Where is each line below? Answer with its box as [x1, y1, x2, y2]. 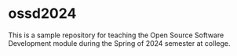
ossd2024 [8, 5, 77, 23]
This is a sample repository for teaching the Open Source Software [8, 30, 224, 40]
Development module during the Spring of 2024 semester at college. [8, 38, 231, 47]
